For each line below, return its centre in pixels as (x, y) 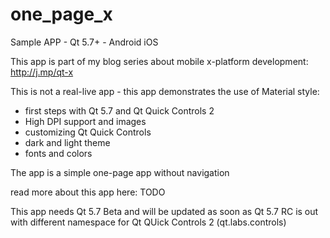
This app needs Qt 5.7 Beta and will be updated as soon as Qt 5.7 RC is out (164, 211)
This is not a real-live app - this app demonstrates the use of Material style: (165, 91)
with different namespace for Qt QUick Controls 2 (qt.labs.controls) (148, 222)
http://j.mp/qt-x (42, 72)
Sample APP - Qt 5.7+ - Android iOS (84, 42)
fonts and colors (58, 153)
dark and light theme (67, 142)
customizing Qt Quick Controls (88, 132)
